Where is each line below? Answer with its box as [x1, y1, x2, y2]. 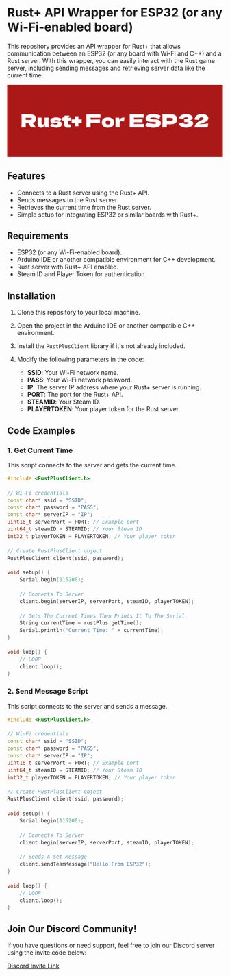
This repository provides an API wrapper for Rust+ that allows [7, 42, 181, 50]
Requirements [7, 230, 68, 241]
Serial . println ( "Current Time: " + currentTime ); [19, 627, 164, 634]
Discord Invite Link [7, 962, 60, 971]
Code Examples [7, 425, 75, 437]
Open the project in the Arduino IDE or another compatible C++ [16, 321, 196, 330]
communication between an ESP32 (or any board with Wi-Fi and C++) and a [7, 49, 222, 58]
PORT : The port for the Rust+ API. [27, 391, 123, 399]
